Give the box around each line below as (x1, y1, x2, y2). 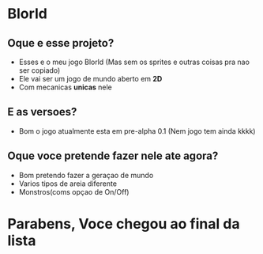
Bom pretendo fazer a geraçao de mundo (18, 170, 154, 180)
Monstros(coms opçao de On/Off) (18, 187, 130, 196)
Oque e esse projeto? (7, 36, 115, 50)
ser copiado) (18, 66, 61, 75)
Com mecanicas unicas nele (18, 82, 112, 92)
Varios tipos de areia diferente (18, 179, 118, 188)
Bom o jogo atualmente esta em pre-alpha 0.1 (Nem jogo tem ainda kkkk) (18, 126, 256, 135)
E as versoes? (7, 105, 77, 119)
